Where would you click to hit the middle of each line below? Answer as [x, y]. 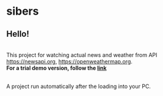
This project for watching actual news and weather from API [82, 55]
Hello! [18, 34]
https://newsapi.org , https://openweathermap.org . [70, 61]
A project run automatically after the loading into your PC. [79, 86]
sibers [23, 11]
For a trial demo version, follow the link [56, 68]
